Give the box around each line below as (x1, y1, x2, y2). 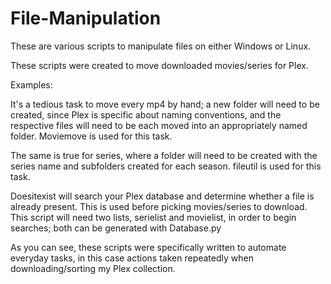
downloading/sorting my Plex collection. (10, 262, 176, 274)
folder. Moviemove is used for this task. (10, 130, 173, 142)
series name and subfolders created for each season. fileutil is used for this (10, 160, 322, 172)
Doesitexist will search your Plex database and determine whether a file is (10, 190, 315, 202)
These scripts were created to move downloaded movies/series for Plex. (10, 59, 309, 71)
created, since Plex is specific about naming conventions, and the (10, 108, 282, 121)
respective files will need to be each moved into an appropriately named (10, 119, 308, 131)
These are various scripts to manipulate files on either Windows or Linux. (10, 40, 312, 52)
